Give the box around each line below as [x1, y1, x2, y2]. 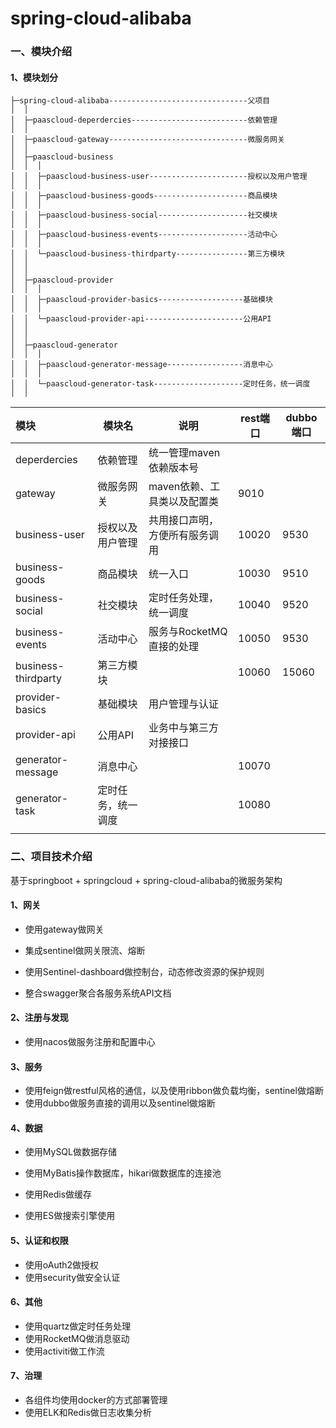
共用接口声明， [148, 513, 220, 527]
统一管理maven [148, 446, 221, 460]
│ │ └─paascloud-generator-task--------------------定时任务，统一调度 [10, 379, 311, 389]
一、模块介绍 [10, 45, 73, 59]
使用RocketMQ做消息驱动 [24, 1332, 130, 1344]
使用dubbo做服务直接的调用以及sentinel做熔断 [24, 1097, 216, 1109]
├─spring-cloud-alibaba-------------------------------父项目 [10, 96, 271, 106]
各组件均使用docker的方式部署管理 [24, 1394, 168, 1406]
